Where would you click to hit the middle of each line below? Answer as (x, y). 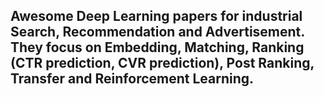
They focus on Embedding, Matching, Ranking (157, 47)
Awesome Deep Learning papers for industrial (156, 16)
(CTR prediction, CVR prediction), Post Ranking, (162, 63)
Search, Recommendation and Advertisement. (157, 32)
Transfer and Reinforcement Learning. (132, 79)
